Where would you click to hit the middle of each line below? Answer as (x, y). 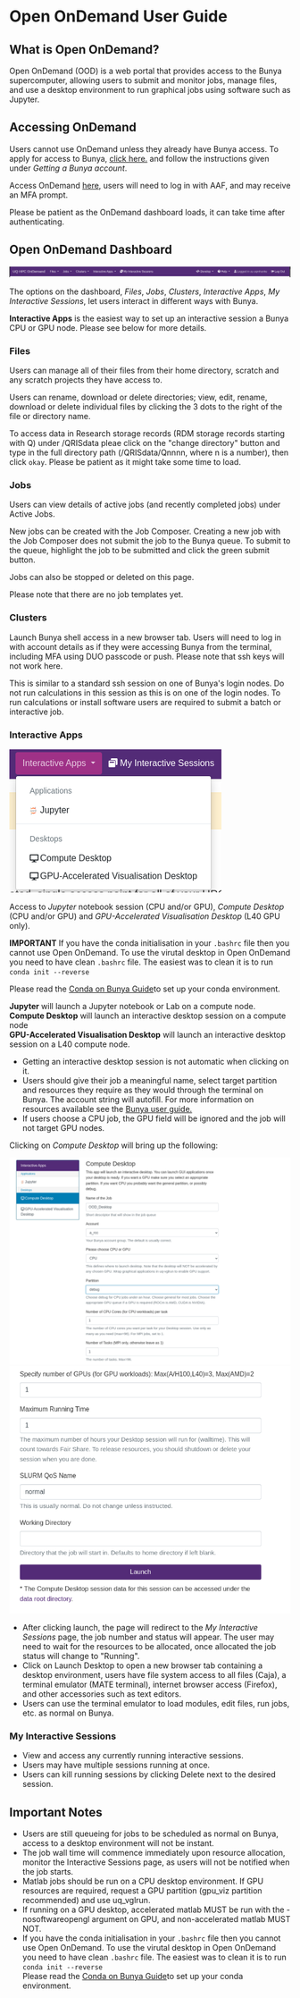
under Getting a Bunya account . (68, 168)
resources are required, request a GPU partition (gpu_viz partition (142, 1891)
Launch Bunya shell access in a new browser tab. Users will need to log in (145, 637)
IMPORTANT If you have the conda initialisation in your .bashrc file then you (150, 943)
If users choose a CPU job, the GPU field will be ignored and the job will (154, 1118)
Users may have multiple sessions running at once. (116, 1765)
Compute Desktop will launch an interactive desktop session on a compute (148, 1016)
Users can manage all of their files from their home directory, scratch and (144, 371)
